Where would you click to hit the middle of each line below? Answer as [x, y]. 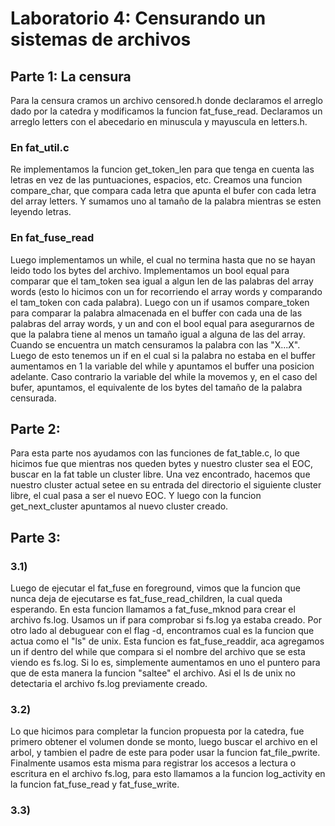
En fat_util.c [40, 147]
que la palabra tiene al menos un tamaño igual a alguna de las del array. [158, 334]
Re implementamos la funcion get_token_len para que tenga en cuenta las [162, 169]
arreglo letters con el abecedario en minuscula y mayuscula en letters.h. [159, 121]
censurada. [33, 398]
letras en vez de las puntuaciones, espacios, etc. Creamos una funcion [156, 180]
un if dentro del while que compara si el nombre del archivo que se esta [158, 652]
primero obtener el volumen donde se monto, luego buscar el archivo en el [164, 742]
